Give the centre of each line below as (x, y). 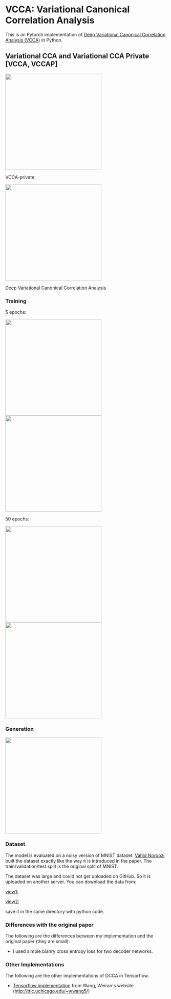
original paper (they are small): (38, 941)
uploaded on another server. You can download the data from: (71, 882)
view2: (12, 902)
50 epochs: (17, 519)
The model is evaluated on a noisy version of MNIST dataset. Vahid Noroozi (85, 855)
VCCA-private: (20, 177)
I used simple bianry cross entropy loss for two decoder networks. (83, 951)
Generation (20, 729)
